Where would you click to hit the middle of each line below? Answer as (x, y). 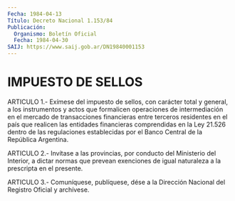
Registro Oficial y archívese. (48, 190)
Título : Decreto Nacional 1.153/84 (60, 21)
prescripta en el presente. (45, 168)
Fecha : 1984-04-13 (35, 14)
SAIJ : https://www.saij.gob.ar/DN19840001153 (76, 47)
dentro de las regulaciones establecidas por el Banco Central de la (105, 131)
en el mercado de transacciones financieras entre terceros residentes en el (117, 116)
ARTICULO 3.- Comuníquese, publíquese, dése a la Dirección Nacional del (116, 182)
